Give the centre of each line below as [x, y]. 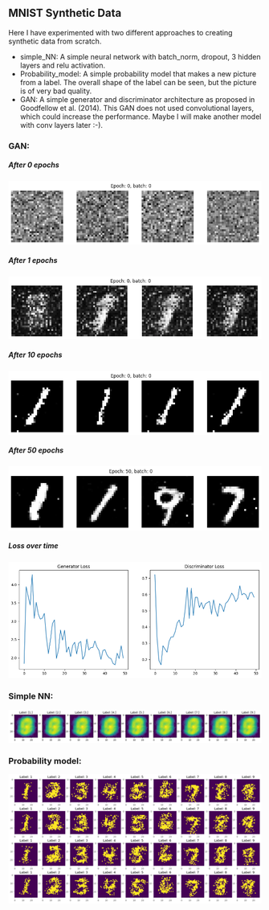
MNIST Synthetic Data [65, 13]
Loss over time [33, 546]
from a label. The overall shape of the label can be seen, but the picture [138, 82]
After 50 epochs [36, 450]
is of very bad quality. [56, 91]
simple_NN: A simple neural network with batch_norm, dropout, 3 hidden [140, 56]
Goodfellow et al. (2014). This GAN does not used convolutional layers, [137, 108]
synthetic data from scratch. [55, 41]
